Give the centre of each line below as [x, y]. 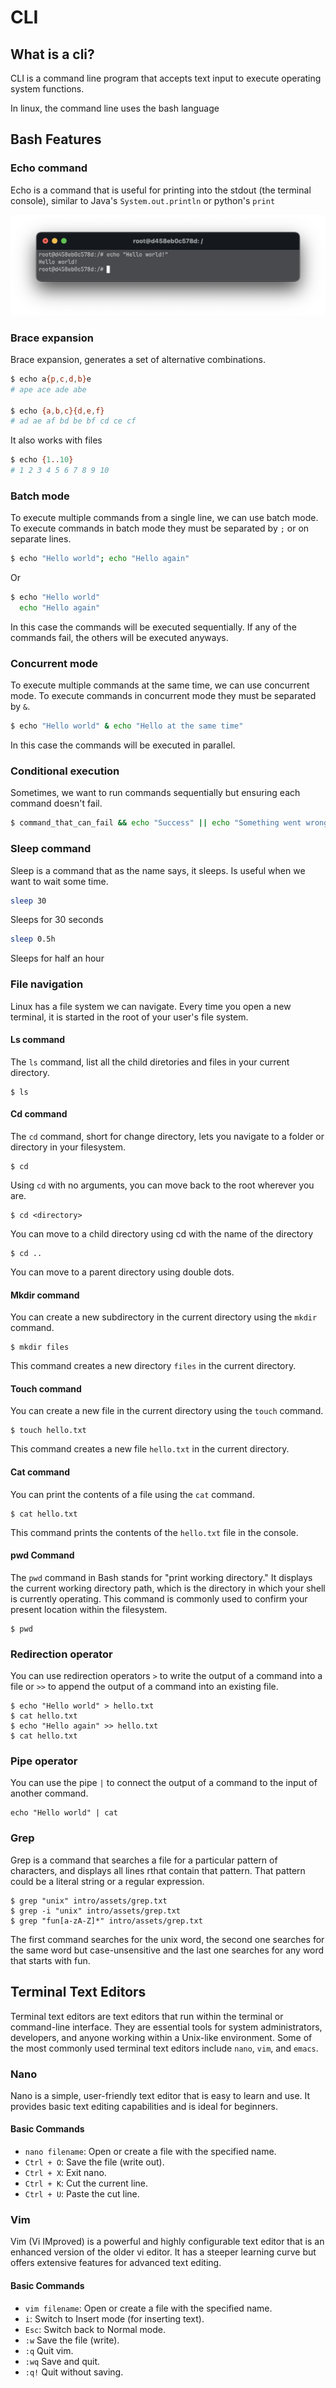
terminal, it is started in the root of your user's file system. [129, 1017]
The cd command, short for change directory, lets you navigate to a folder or [167, 1137]
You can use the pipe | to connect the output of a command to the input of [164, 1783]
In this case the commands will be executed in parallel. [123, 745]
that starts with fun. [50, 1960]
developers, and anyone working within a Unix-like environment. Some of [161, 2037]
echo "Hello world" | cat [64, 1813]
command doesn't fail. [56, 803]
